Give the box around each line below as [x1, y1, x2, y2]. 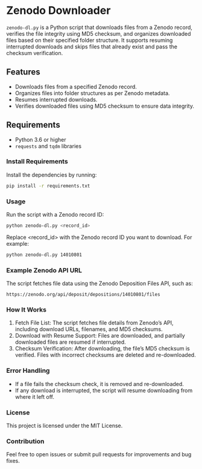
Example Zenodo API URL [6, 266, 83, 274]
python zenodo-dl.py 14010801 [6, 252, 83, 258]
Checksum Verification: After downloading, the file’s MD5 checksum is [14, 345, 190, 352]
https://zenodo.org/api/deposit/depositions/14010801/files [6, 292, 161, 298]
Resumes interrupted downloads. [14, 96, 98, 103]
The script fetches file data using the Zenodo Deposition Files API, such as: [6, 280, 193, 287]
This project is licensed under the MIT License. [6, 422, 123, 429]
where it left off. [14, 393, 54, 400]
